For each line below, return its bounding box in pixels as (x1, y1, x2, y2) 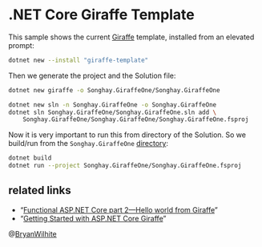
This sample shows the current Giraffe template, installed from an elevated (8, 32, 255, 42)
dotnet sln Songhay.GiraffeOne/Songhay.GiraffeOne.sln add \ (8, 108, 217, 116)
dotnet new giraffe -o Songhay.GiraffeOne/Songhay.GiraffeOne (8, 86, 220, 94)
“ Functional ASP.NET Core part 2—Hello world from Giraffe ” (19, 204, 218, 214)
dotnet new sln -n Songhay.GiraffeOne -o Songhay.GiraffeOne (8, 100, 217, 109)
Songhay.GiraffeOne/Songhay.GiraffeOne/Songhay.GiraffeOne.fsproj (22, 115, 249, 123)
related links (8, 184, 72, 197)
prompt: (8, 40, 34, 50)
